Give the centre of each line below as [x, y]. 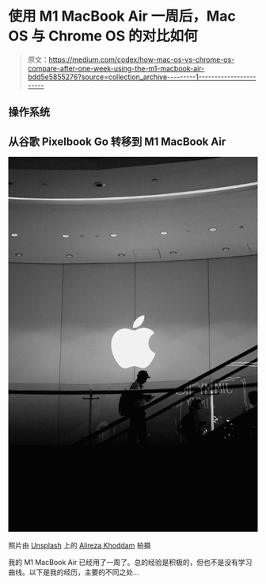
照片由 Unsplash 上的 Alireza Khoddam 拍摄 [80, 545]
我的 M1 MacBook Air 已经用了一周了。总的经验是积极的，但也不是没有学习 [130, 562]
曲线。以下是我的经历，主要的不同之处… [74, 572]
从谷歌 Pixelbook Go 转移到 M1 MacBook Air [117, 141]
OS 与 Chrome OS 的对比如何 [103, 36]
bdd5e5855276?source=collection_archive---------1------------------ [142, 77]
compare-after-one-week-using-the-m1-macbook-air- [116, 68]
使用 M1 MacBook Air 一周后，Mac [122, 16]
